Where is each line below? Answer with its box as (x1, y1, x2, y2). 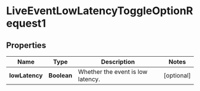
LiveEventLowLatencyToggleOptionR (6, 4, 193, 18)
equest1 (6, 17, 46, 30)
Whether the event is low (78, 68, 148, 76)
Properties (6, 40, 46, 50)
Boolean (48, 71, 73, 79)
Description (101, 58, 135, 66)
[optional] (163, 71, 191, 79)
